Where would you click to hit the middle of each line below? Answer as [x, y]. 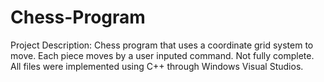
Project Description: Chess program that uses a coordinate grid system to [162, 45]
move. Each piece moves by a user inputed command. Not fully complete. [162, 55]
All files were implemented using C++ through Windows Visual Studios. [157, 66]
